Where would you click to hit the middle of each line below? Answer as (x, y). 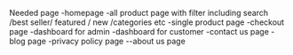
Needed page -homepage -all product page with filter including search (139, 13)
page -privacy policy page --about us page (107, 41)
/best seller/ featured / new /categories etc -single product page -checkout (147, 22)
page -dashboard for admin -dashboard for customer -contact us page (139, 31)
